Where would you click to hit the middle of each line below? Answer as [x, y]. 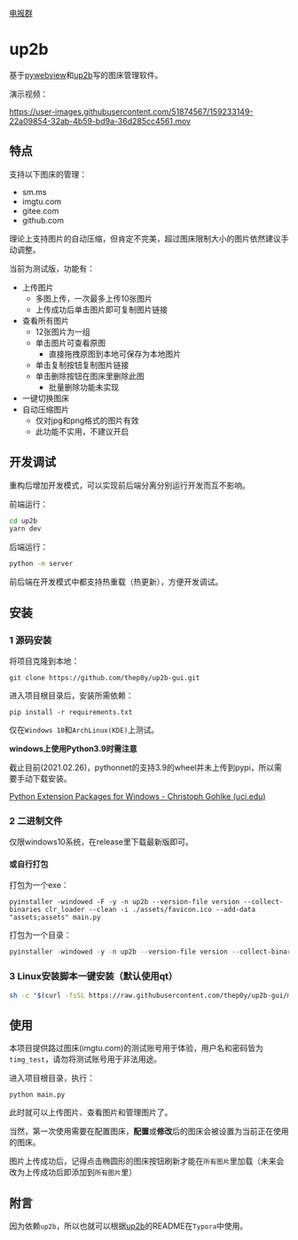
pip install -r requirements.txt [71, 712]
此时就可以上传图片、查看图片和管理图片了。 [91, 1112]
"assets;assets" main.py [55, 918]
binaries [25, 910]
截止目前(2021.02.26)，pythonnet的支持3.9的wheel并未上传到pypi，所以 [142, 767]
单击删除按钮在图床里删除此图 [90, 376]
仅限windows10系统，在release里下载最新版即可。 [101, 842]
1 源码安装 [31, 640]
